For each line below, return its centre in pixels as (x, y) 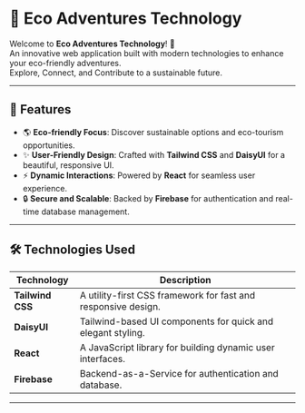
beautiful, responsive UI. (69, 165)
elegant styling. (112, 332)
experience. (45, 188)
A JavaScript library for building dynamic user (177, 347)
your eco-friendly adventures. (65, 63)
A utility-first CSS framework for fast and (167, 295)
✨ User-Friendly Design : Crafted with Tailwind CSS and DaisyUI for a (154, 154)
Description (185, 280)
